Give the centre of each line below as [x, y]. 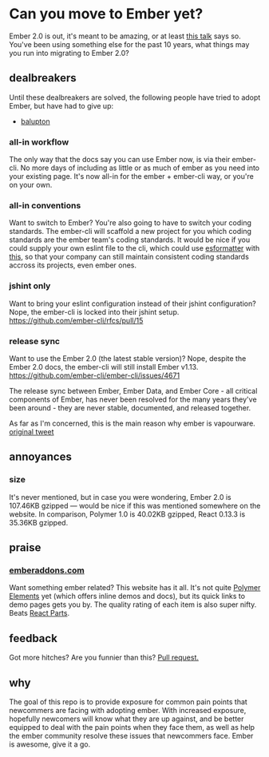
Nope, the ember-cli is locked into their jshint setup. [94, 311]
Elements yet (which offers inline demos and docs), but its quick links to [127, 596]
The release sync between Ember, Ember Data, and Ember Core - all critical [133, 390]
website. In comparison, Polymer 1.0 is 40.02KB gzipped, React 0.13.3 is [127, 514]
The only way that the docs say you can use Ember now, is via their [120, 160]
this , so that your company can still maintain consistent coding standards [129, 257]
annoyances [41, 457]
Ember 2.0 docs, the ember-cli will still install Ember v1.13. [104, 367]
